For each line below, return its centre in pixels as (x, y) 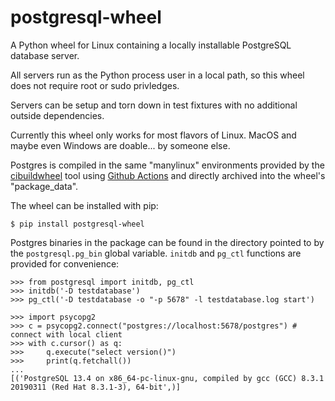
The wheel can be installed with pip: (84, 205)
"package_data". (44, 186)
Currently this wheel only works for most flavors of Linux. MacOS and (153, 135)
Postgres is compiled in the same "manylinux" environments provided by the (167, 165)
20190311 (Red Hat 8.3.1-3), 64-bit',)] (96, 387)
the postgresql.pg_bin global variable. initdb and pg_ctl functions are (156, 253)
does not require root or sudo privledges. (95, 85)
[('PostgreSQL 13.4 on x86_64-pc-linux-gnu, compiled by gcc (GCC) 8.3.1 (167, 378)
